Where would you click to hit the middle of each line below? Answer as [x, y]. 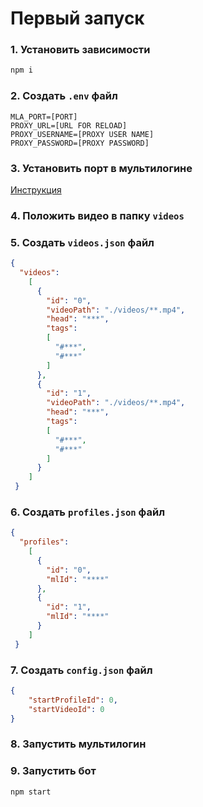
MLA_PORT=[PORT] [44, 117]
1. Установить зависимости [80, 50]
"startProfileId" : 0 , [73, 700]
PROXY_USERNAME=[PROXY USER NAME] [82, 134]
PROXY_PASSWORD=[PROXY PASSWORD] [80, 143]
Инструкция [36, 189]
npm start [31, 792]
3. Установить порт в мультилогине [101, 168]
